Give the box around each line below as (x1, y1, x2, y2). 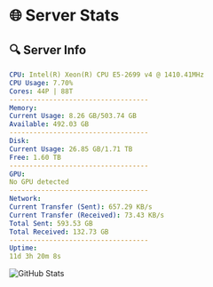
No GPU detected (9, 178, 69, 187)
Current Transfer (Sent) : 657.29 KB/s (9, 203, 153, 211)
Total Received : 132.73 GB (9, 227, 109, 236)
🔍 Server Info (9, 42, 87, 58)
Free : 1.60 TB (9, 153, 62, 162)
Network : (9, 195, 42, 203)
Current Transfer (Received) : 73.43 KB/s (9, 211, 165, 219)
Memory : (9, 103, 38, 112)
